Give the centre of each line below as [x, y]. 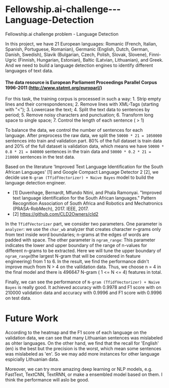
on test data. [18, 298]
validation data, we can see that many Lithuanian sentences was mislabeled [84, 338]
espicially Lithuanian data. [32, 359]
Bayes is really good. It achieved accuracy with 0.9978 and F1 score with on [83, 287]
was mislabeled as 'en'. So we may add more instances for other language [82, 354]
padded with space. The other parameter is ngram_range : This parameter [80, 240]
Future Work [32, 319]
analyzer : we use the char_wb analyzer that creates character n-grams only [83, 229]
